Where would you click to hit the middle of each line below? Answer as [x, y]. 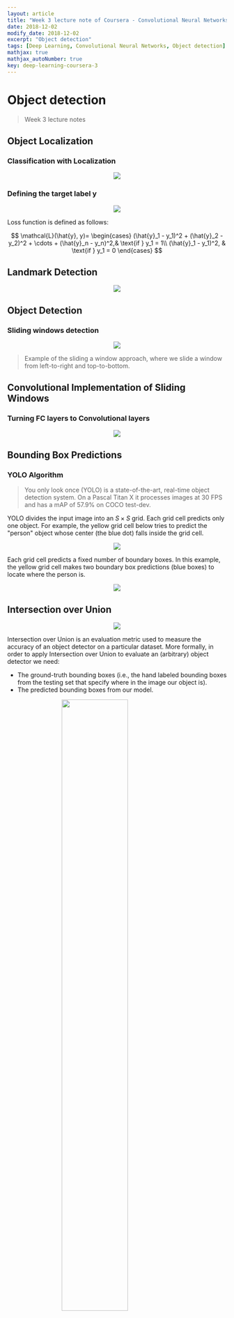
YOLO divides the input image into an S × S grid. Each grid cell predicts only [116, 518]
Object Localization [50, 141]
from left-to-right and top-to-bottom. [77, 366]
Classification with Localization [62, 161]
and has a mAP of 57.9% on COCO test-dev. [87, 505]
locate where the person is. [46, 575]
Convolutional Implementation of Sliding [96, 388]
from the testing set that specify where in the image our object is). [112, 683]
